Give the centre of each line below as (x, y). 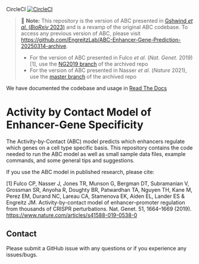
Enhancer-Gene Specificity (75, 125)
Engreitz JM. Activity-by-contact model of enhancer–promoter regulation (96, 202)
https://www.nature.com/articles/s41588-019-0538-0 (72, 215)
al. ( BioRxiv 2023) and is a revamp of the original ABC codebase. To (104, 27)
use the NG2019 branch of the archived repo (93, 64)
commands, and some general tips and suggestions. (71, 160)
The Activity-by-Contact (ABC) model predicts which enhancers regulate (96, 141)
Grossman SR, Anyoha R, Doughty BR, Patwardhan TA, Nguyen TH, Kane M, (99, 190)
